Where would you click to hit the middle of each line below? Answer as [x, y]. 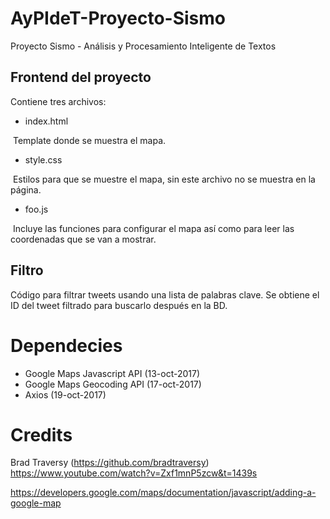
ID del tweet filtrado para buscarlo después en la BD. [119, 305]
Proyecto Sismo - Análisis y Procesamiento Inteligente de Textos [143, 46]
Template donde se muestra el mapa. [89, 140]
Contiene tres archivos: [58, 101]
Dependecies [66, 345]
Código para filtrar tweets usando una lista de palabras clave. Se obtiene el [165, 294]
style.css [43, 159]
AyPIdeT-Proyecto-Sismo [118, 18]
